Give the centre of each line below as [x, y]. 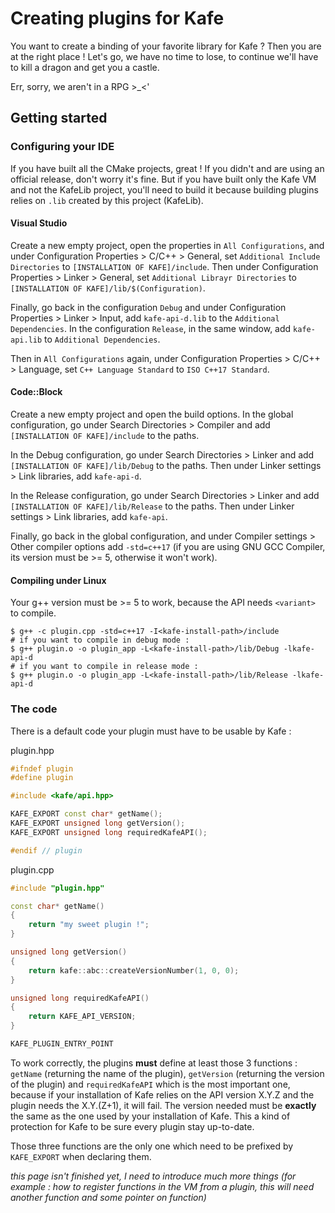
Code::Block [36, 392]
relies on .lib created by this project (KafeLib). [107, 200]
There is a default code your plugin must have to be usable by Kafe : [151, 731]
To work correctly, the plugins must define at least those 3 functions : [154, 1063]
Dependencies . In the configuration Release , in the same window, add [151, 328]
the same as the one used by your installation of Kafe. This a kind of [150, 1116]
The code [34, 709]
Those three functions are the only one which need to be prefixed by [152, 1146]
